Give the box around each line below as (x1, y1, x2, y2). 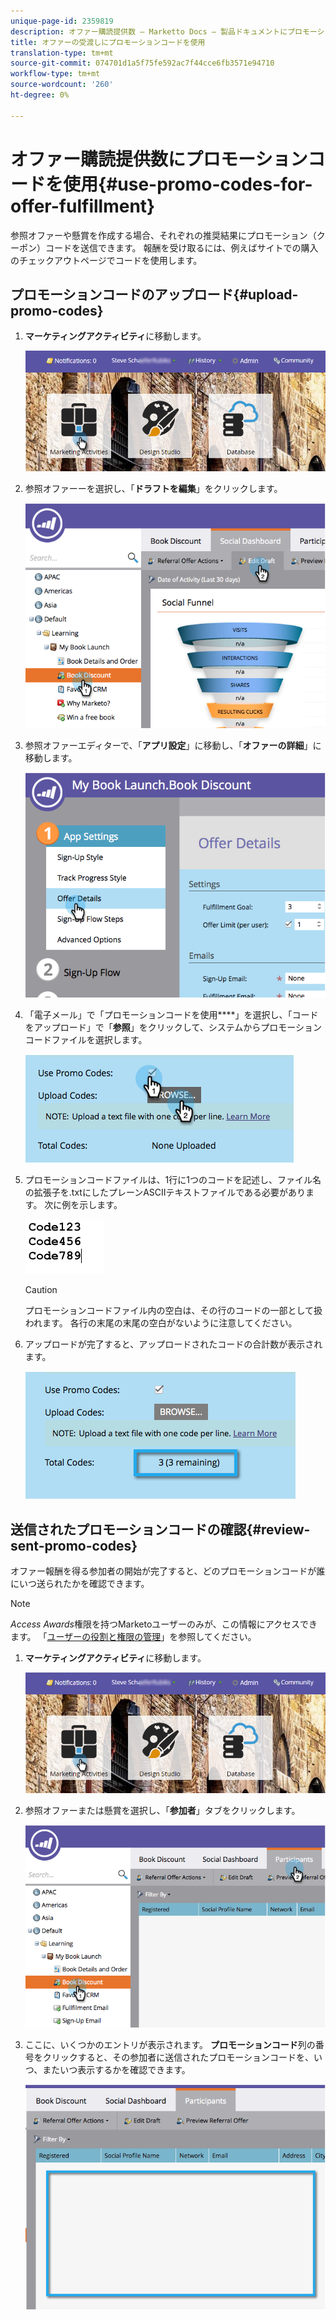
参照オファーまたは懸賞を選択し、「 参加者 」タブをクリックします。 (24, 1804, 301, 1816)
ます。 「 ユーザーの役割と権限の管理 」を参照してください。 (10, 1631, 257, 1643)
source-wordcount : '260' (10, 80, 114, 90)
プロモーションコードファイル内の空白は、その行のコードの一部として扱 (24, 1305, 323, 1317)
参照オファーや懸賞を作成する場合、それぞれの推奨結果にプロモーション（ (10, 229, 317, 241)
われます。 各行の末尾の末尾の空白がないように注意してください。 (24, 1317, 298, 1329)
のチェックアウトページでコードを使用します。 (10, 254, 203, 266)
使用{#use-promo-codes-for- (63, 173, 313, 195)
